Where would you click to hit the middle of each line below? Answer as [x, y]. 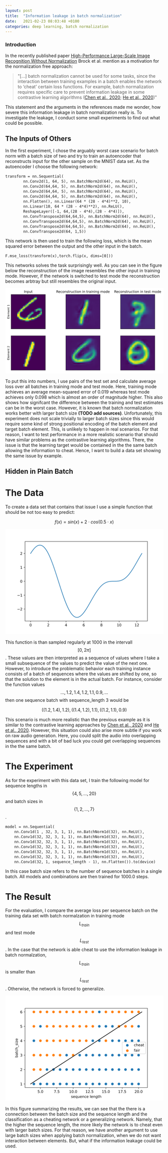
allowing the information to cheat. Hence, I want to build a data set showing [83, 450]
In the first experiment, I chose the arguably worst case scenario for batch [82, 151]
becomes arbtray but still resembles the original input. [61, 281]
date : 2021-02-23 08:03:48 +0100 [42, 21]
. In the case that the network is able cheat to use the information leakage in [84, 949]
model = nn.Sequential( [30, 827]
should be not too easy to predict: [40, 512]
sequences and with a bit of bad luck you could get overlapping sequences [83, 741]
